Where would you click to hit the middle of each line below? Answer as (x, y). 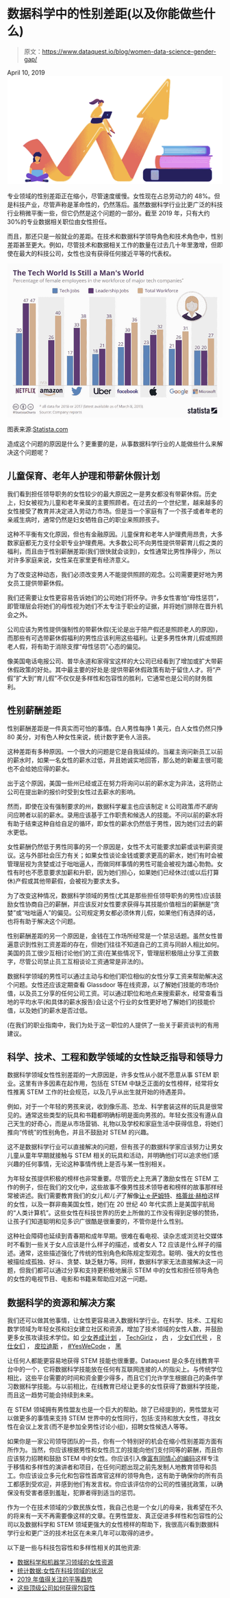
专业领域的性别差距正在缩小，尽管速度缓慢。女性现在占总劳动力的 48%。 (111, 195)
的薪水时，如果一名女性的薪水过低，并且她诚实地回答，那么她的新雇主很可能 (115, 760)
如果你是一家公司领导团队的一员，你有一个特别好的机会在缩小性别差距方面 (112, 1442)
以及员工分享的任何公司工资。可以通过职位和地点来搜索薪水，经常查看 (118, 993)
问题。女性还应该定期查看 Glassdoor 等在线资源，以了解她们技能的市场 (113, 984)
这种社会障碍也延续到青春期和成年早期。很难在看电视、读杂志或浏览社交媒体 (115, 1236)
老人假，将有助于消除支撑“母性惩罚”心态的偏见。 (76, 646)
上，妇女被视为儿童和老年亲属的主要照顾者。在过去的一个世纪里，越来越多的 (115, 502)
